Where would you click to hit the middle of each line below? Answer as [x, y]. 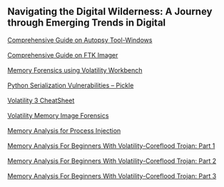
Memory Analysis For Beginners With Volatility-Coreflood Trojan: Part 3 [112, 176]
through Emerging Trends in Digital [87, 23]
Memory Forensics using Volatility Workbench [75, 70]
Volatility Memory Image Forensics [58, 115]
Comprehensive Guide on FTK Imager [63, 55]
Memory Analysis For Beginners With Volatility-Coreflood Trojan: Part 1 [111, 146]
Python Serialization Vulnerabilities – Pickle [71, 85]
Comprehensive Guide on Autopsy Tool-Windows [80, 40]
